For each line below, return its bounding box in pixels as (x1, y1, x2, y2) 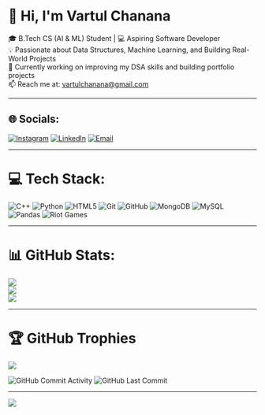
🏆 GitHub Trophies (8, 329, 136, 347)
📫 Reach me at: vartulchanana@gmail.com (8, 79, 149, 89)
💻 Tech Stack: (8, 169, 106, 187)
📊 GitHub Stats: (8, 246, 116, 264)
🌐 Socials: (8, 113, 60, 126)
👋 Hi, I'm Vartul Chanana (8, 7, 171, 25)
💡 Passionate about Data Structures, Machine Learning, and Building (8, 45, 231, 54)
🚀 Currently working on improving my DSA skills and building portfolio (8, 62, 235, 72)
